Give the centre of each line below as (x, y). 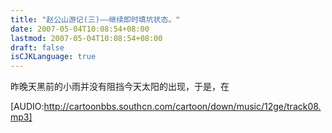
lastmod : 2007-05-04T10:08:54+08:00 (86, 38)
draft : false (37, 47)
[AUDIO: (27, 107)
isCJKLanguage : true (53, 57)
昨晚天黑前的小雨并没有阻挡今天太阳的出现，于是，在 (120, 87)
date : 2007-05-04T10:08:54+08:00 (80, 29)
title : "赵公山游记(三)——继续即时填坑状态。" (95, 19)
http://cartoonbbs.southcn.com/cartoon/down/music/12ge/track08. (182, 107)
